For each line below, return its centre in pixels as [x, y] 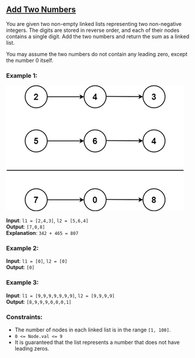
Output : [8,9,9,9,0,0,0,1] [39, 301]
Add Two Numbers [41, 10]
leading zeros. [32, 349]
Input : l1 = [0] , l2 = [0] [37, 261]
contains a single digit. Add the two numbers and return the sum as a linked [98, 36]
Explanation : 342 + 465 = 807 [42, 233]
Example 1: [22, 75]
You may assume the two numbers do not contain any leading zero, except [97, 54]
